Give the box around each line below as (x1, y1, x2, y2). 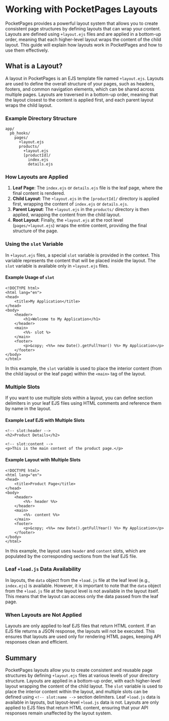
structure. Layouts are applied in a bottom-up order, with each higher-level (5, 677, 161, 684)
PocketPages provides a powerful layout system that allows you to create (5, 20, 158, 26)
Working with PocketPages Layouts (5, 4, 158, 15)
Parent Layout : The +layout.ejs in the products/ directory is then (12, 206, 149, 213)
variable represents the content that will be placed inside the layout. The (5, 257, 156, 264)
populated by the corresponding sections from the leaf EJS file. (5, 553, 138, 559)
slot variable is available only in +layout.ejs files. (5, 263, 109, 269)
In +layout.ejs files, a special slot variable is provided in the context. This (5, 252, 160, 258)
